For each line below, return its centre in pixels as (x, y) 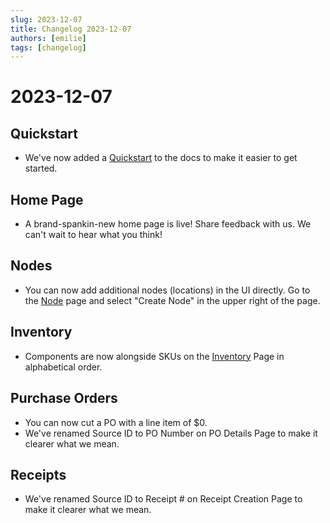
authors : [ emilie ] (48, 38)
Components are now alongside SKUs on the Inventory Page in (154, 356)
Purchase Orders (64, 398)
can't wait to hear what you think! (93, 235)
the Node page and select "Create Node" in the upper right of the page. (172, 300)
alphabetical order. (63, 367)
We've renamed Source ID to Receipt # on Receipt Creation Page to (163, 499)
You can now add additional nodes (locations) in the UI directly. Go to (167, 290)
